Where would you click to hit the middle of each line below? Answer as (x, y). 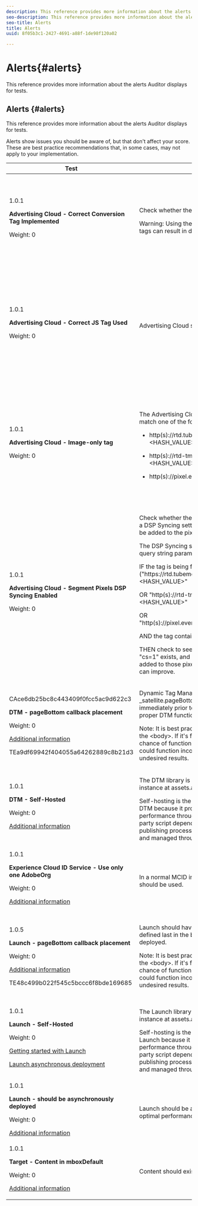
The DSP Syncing (164, 546)
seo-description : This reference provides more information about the (95, 17)
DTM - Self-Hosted (37, 799)
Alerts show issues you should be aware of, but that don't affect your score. (98, 141)
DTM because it (161, 808)
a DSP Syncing (160, 525)
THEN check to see (166, 649)
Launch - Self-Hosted (41, 1024)
